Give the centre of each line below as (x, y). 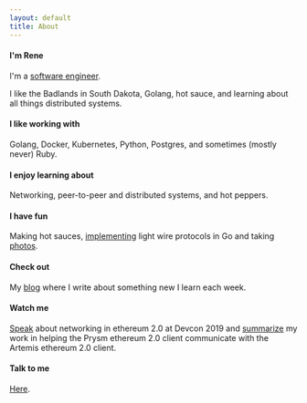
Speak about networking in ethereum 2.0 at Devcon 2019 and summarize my (153, 328)
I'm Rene (26, 56)
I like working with (45, 124)
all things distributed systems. (66, 103)
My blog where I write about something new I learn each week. (128, 287)
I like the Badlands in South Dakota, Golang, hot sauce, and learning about (149, 93)
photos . (24, 246)
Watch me (29, 308)
